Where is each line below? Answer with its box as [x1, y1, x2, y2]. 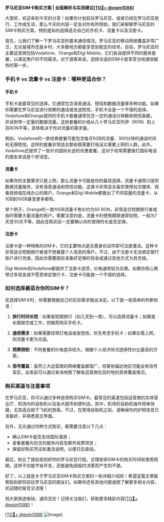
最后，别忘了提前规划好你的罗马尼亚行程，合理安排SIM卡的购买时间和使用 [5, 456, 154, 462]
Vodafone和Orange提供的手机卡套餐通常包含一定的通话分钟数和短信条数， [5, 113, 155, 119]
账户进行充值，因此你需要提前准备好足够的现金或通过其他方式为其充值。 [5, 255, 150, 261]
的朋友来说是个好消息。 [5, 154, 52, 160]
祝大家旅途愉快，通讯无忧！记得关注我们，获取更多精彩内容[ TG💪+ [5, 496, 138, 501]
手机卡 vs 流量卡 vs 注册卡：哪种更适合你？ [5, 75, 106, 82]
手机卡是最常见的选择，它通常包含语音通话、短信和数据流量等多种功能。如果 [5, 100, 159, 107]
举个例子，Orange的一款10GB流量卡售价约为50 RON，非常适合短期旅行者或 [5, 207, 158, 213]
